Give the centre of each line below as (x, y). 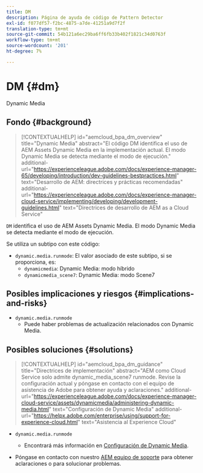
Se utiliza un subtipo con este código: (53, 244)
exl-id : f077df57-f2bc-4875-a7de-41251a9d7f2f (66, 23)
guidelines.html (40, 207)
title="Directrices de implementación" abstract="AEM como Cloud (103, 371)
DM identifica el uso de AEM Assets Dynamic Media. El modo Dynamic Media (101, 226)
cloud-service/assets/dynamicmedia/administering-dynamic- (98, 403)
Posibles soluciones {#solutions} (70, 349)
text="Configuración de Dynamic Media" (103, 409)
